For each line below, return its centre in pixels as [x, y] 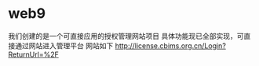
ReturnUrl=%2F [33, 54]
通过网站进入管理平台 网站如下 [64, 45]
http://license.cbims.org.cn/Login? [170, 45]
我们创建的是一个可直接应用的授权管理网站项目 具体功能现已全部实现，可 [126, 36]
